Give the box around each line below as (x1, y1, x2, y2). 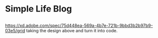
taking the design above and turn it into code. (26, 27, 118, 33)
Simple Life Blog (5, 3, 72, 14)
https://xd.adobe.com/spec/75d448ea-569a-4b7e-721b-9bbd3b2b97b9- (5, 23, 153, 28)
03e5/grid (5, 27, 25, 33)
